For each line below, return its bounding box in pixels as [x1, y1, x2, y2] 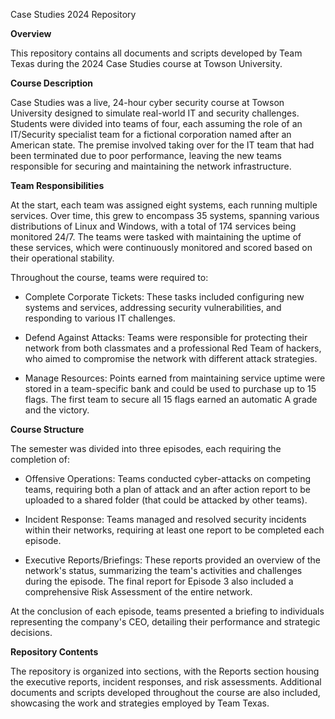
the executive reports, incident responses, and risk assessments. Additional [10, 676, 322, 688]
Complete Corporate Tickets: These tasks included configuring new [24, 291, 305, 303]
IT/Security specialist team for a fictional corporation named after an [10, 129, 292, 140]
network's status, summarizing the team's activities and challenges [24, 565, 303, 576]
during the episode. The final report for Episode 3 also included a [24, 575, 294, 587]
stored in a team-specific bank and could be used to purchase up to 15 [24, 383, 317, 394]
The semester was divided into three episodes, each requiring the [10, 443, 282, 454]
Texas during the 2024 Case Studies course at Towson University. [10, 58, 283, 69]
